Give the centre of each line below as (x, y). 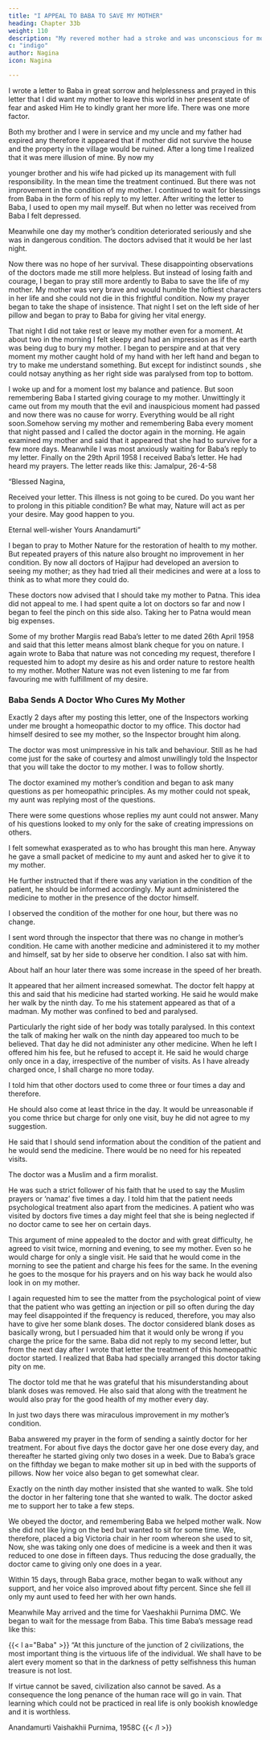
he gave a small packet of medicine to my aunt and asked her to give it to (129, 856)
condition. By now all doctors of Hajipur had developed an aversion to (124, 562)
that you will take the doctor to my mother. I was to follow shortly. (117, 767)
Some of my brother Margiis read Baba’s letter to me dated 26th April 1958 (131, 636)
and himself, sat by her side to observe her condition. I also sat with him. (128, 954)
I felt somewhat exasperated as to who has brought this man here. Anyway (132, 848)
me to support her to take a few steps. (72, 1506)
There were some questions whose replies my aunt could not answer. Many (133, 815)
